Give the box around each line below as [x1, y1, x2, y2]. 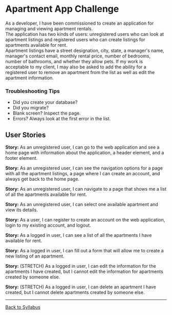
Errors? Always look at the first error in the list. [12, 116, 111, 122]
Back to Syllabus [5, 304, 41, 310]
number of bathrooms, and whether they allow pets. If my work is [5, 58, 143, 64]
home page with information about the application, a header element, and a [5, 150, 164, 156]
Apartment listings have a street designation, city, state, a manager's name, [5, 47, 165, 53]
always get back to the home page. [5, 176, 80, 182]
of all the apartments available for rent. [5, 191, 87, 198]
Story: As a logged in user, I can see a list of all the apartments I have [5, 232, 152, 238]
